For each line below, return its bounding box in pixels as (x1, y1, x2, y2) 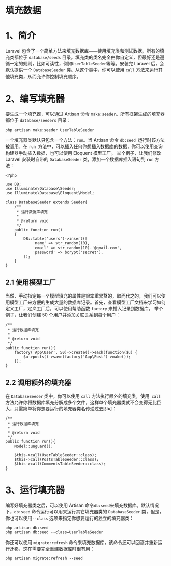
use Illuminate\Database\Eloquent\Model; (5, 191, 95, 196)
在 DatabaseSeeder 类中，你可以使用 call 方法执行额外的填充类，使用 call (5, 392, 161, 399)
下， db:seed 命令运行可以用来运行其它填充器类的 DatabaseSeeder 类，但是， (5, 508, 164, 514)
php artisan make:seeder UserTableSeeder (5, 128, 95, 133)
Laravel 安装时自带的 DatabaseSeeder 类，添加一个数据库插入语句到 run (5, 156, 154, 162)
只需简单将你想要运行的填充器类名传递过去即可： (14, 405, 117, 411)
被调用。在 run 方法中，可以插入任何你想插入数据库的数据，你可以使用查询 (5, 143, 163, 150)
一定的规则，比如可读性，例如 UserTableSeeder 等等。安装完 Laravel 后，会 (9, 61, 164, 67)
